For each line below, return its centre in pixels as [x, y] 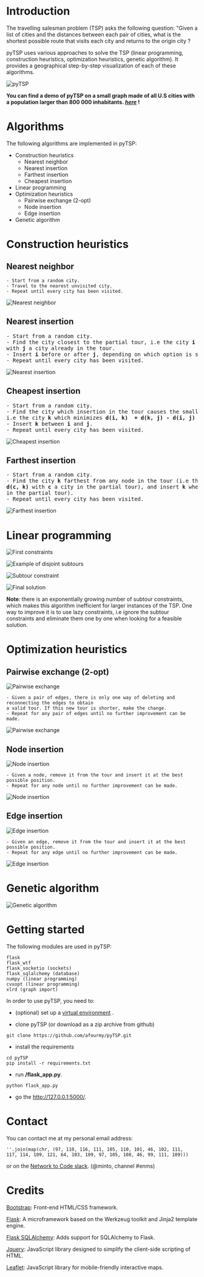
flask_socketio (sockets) [39, 968]
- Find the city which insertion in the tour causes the [93, 412]
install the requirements [45, 1047]
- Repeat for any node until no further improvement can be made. [92, 786]
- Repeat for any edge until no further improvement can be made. [92, 852]
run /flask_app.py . [39, 1074]
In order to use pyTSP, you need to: [51, 1001]
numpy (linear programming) [42, 979]
